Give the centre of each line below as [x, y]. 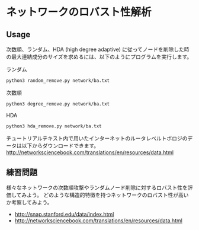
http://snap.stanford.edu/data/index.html [64, 215]
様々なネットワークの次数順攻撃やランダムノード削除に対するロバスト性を [97, 188]
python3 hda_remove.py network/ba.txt [54, 126]
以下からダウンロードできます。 [60, 145]
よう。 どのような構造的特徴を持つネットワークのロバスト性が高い [107, 195]
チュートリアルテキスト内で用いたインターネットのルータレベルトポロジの [97, 138]
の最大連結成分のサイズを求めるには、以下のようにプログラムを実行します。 [99, 57]
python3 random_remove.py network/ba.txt [58, 81]
